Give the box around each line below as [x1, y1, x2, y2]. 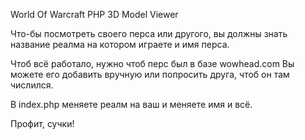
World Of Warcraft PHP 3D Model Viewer [10, 9, 179, 20]
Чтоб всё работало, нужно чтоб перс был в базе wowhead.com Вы [10, 58, 295, 69]
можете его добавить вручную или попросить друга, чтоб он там [10, 69, 290, 80]
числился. [10, 79, 54, 91]
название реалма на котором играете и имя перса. [10, 39, 230, 50]
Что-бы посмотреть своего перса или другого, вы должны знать [10, 28, 288, 39]
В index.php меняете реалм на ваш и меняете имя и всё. [10, 99, 253, 110]
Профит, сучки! [10, 118, 75, 129]
